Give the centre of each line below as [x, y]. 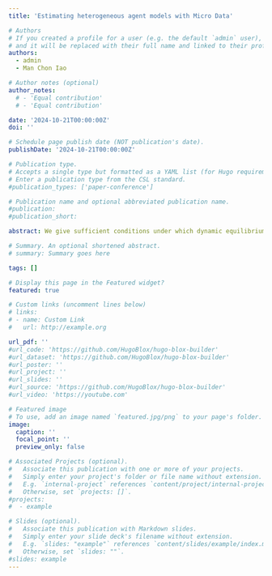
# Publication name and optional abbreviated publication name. [119, 202]
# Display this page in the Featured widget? [86, 283]
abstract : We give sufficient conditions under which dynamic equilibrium [137, 232]
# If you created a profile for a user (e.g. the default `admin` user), [136, 38]
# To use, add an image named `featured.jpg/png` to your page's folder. [136, 417]
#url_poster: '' [36, 365]
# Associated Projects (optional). [68, 462]
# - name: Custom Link [47, 320]
